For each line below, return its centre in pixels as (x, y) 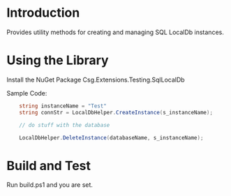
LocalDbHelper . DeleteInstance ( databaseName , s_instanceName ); (111, 137)
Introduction (43, 13)
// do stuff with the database (65, 125)
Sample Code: (27, 93)
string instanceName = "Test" (63, 106)
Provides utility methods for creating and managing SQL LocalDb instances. (115, 32)
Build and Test (49, 166)
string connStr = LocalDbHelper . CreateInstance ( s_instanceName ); (116, 112)
